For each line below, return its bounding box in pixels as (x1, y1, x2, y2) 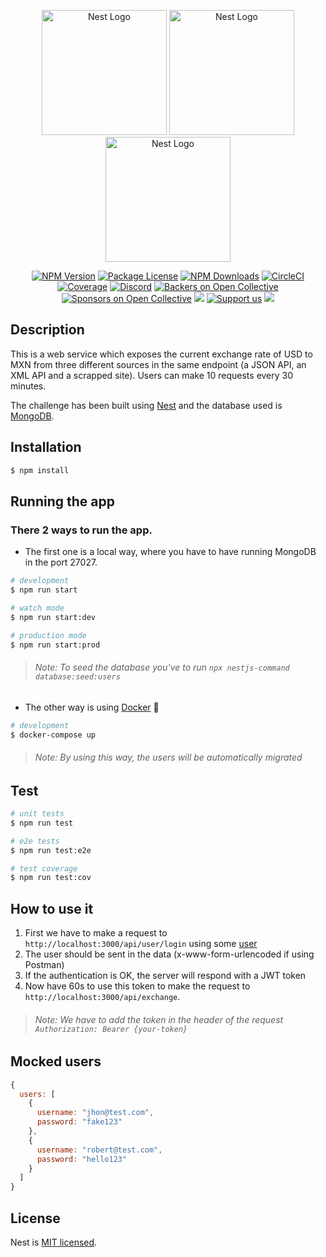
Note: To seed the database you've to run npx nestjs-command (34, 661, 290, 674)
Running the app (10, 493, 115, 510)
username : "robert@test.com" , (36, 1145, 163, 1155)
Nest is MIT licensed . (10, 1236, 98, 1249)
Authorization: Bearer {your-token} (34, 1024, 188, 1034)
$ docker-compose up (10, 730, 97, 740)
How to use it (10, 900, 94, 917)
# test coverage (10, 863, 78, 874)
